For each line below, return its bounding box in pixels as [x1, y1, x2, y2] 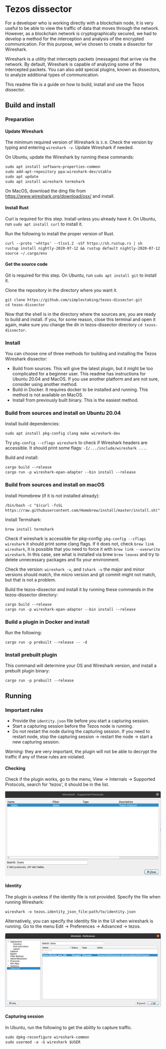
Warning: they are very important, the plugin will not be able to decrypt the [5, 749, 157, 754]
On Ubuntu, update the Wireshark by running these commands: [5, 154, 134, 160]
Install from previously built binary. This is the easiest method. [12, 397, 139, 403]
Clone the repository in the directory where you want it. [5, 287, 118, 293]
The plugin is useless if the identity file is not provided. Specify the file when [5, 894, 161, 900]
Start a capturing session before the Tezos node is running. [12, 723, 133, 729]
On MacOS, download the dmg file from [5, 188, 86, 194]
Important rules [5, 706, 43, 713]
